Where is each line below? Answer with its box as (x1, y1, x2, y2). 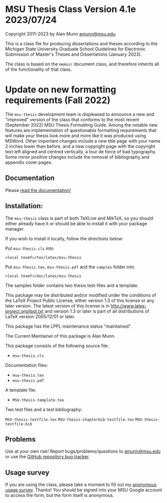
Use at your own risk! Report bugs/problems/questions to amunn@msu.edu (5, 448, 161, 454)
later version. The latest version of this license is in (5, 303, 110, 309)
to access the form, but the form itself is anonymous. (5, 492, 114, 498)
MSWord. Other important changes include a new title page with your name (5, 138, 160, 144)
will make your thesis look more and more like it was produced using (5, 132, 146, 139)
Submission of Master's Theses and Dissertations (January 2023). (5, 51, 142, 57)
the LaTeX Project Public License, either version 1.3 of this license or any (5, 297, 154, 304)
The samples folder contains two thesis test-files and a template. (5, 282, 139, 288)
